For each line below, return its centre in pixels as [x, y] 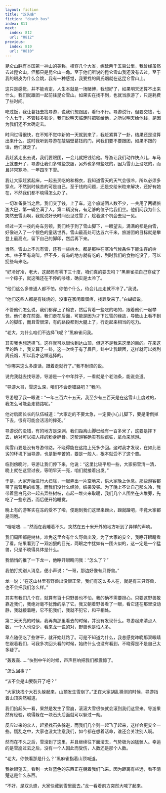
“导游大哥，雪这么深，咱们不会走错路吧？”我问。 [55, 387]
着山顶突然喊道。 [22, 698]
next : [11, 28]
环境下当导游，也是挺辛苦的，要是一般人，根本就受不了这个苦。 [79, 454]
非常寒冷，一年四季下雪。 [35, 170]
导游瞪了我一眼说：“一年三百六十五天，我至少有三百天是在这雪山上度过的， [82, 397]
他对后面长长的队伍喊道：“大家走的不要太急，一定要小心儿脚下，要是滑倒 [80, 414]
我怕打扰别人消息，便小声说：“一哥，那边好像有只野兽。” [62, 570]
